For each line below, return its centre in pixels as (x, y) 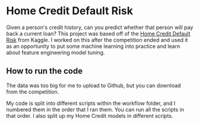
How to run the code (45, 71)
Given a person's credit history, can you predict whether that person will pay (100, 27)
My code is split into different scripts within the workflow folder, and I (91, 103)
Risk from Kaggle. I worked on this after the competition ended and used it (97, 40)
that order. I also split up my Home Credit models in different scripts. (90, 116)
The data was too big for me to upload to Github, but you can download (94, 85)
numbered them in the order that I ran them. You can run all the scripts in (95, 109)
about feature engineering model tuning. (56, 52)
